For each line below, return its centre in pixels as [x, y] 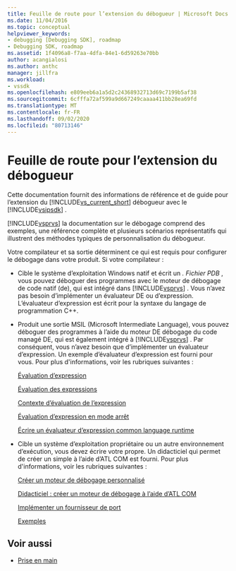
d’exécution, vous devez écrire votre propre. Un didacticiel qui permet [119, 452]
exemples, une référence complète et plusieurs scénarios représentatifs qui [117, 231]
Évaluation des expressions [57, 390]
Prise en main [37, 560]
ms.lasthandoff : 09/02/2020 [49, 119]
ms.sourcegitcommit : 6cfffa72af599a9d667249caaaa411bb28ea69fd [102, 100]
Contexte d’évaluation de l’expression [72, 403]
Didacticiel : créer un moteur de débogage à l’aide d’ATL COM [107, 494]
